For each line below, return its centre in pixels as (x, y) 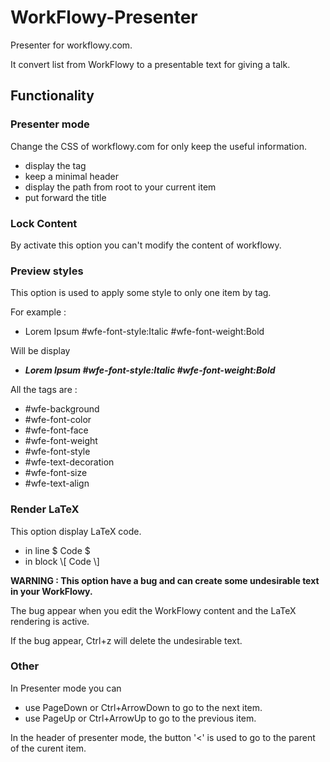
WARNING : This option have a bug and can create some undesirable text (165, 580)
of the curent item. (48, 748)
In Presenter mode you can (66, 688)
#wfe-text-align (57, 483)
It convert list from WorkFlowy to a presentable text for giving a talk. (150, 64)
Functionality (52, 96)
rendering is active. (50, 621)
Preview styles (47, 271)
